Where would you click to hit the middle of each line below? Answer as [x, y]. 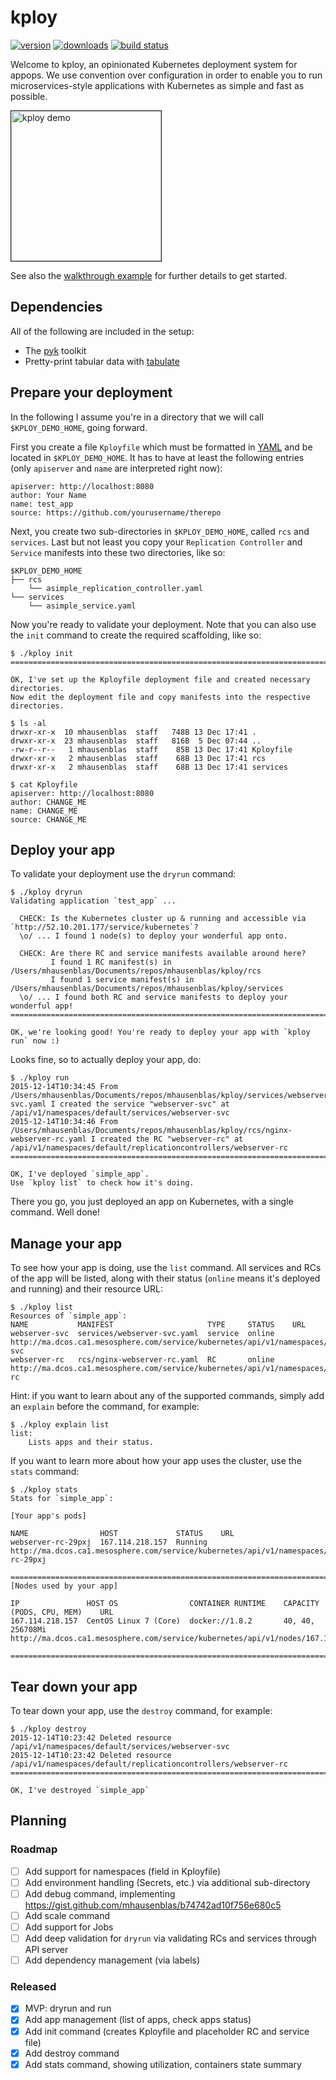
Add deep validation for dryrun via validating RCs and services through [170, 1938]
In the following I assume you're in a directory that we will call [137, 417]
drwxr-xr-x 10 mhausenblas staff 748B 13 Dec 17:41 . [133, 732]
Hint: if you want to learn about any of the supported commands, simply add [167, 1396]
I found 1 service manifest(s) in [122, 980]
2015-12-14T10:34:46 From [64, 1122]
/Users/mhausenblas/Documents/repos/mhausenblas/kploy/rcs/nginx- [151, 1131]
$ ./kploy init [42, 653]
